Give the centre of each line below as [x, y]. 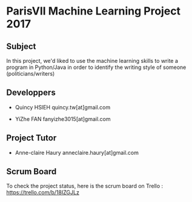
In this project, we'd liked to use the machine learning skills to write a [92, 61]
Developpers [31, 93]
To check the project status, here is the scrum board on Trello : [85, 186]
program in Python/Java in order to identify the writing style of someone [96, 67]
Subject [21, 46]
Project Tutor [31, 138]
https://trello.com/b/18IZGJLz [43, 192]
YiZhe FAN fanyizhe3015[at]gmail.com [63, 119]
